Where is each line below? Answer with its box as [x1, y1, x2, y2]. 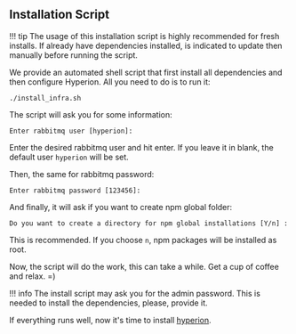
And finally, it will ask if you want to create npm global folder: [9, 201, 233, 212]
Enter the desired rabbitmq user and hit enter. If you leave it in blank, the [9, 142, 274, 152]
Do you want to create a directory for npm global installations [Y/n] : [9, 218, 289, 228]
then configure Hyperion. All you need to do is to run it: [9, 76, 211, 87]
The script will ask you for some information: [9, 109, 172, 119]
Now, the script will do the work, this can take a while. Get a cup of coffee [9, 261, 280, 272]
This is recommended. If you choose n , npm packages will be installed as [9, 234, 277, 245]
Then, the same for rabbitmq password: [9, 168, 155, 179]
